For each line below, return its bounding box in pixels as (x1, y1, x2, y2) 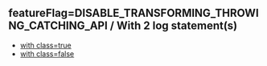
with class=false (19, 48, 75, 59)
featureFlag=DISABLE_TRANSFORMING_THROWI (8, 6, 259, 20)
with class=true (19, 40, 72, 50)
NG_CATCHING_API (8, 19, 109, 33)
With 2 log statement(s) (116, 19, 238, 33)
